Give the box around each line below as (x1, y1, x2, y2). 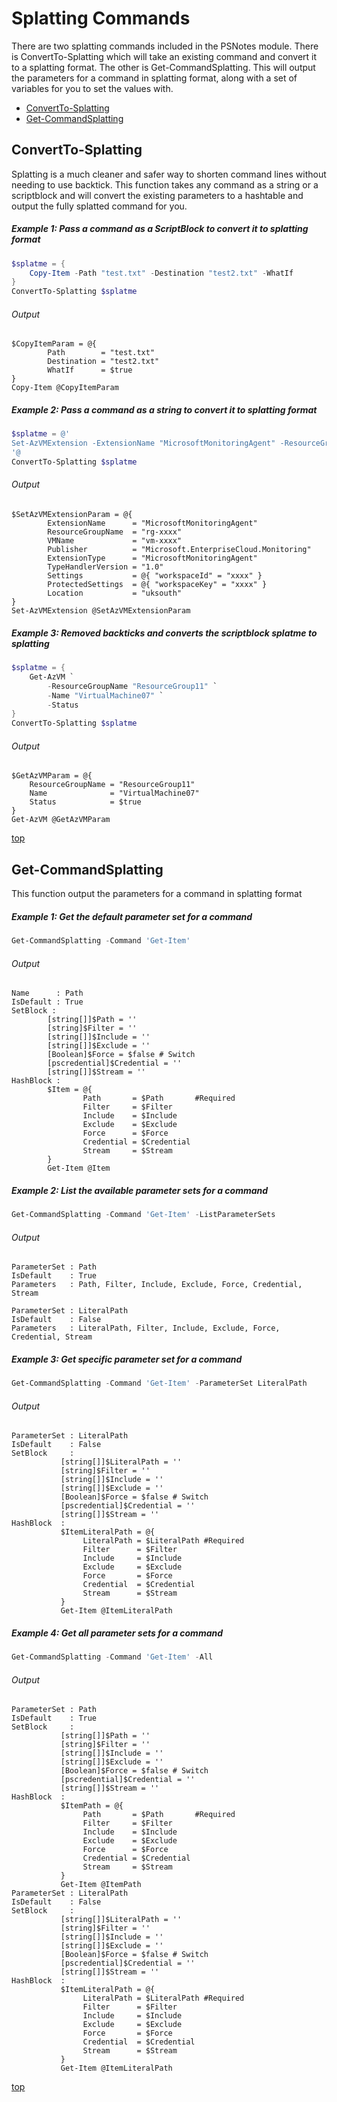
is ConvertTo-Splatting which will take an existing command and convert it (11, 50, 318, 62)
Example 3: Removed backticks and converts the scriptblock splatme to (11, 627, 318, 639)
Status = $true (29, 797, 142, 807)
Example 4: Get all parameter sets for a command (11, 1627, 224, 1639)
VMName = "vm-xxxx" (47, 536, 183, 546)
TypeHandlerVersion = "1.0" (47, 562, 164, 572)
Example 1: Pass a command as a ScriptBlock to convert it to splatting (11, 223, 309, 235)
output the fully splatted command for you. (11, 200, 188, 212)
